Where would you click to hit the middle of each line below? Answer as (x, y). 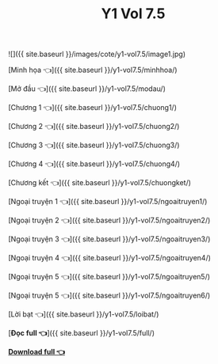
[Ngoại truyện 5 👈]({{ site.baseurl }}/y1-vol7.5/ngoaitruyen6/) (109, 296)
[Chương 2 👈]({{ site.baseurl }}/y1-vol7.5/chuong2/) (94, 127)
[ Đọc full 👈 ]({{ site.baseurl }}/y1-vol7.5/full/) (81, 333)
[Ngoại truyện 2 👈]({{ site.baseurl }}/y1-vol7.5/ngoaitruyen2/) (109, 220)
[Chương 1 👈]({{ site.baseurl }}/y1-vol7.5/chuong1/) (92, 108)
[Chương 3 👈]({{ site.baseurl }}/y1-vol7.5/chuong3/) (94, 145)
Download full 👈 (37, 352)
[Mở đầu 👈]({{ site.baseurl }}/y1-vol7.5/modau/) (87, 89)
